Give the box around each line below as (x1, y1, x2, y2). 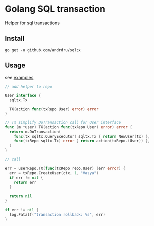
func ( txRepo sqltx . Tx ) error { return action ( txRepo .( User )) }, (14, 138, 150, 144)
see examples (5, 74, 34, 80)
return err (14, 180, 37, 185)
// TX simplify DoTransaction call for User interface (5, 120, 121, 125)
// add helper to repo (5, 84, 52, 89)
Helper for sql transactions (5, 20, 60, 26)
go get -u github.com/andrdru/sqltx (5, 47, 81, 53)
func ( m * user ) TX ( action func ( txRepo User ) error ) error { (5, 124, 133, 130)
